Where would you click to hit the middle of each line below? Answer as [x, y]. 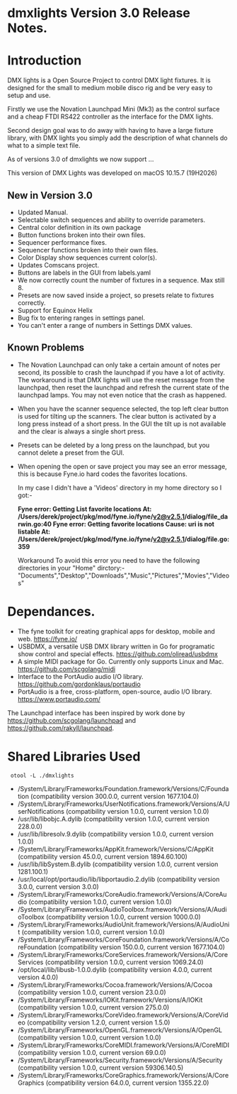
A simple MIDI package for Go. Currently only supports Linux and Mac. [121, 661]
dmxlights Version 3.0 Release [99, 13]
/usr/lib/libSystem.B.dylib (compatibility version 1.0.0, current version [118, 864]
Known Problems [46, 348]
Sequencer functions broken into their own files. [88, 250]
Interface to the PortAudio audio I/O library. [80, 676]
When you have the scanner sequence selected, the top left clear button [123, 409]
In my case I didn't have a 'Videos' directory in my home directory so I [120, 487]
